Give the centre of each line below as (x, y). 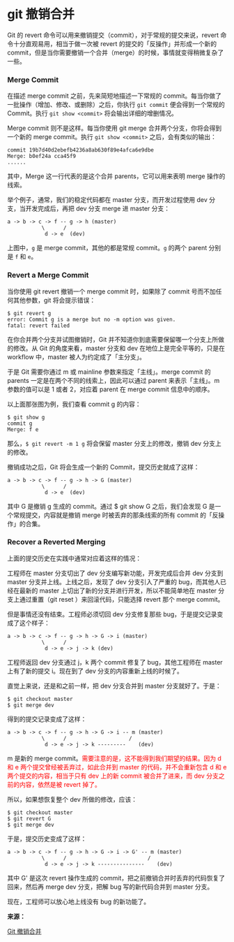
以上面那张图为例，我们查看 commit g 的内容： (74, 404)
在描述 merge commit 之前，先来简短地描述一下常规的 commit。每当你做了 (114, 96)
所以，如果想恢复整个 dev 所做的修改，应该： (72, 799)
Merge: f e (23, 429)
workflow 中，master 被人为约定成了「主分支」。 (77, 356)
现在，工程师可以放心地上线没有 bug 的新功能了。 (79, 901)
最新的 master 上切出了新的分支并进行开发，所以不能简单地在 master (118, 590)
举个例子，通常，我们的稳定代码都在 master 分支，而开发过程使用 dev (107, 200)
